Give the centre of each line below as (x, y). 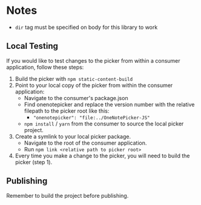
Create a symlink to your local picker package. (73, 136)
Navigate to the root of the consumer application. (85, 143)
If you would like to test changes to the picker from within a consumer (93, 60)
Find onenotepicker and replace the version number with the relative (109, 104)
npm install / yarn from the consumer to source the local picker (104, 124)
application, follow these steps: (45, 67)
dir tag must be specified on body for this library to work (86, 27)
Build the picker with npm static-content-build (74, 78)
